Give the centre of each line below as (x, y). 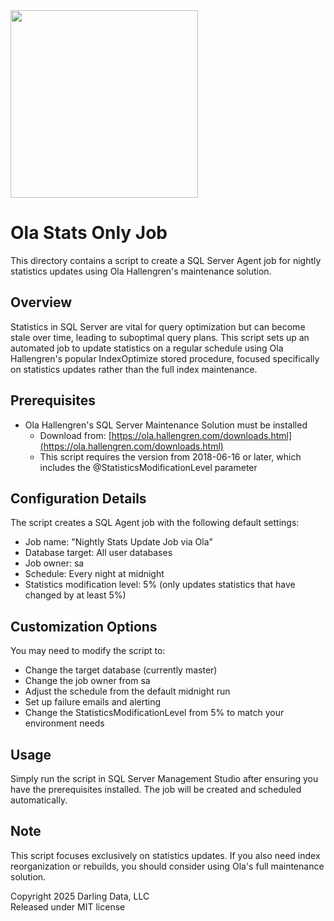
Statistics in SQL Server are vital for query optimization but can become (158, 326)
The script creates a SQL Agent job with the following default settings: (155, 523)
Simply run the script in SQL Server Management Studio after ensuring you (164, 778)
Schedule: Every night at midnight (94, 574)
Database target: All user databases (98, 553)
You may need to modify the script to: (88, 651)
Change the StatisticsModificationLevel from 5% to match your (154, 713)
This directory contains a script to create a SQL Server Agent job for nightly (166, 260)
